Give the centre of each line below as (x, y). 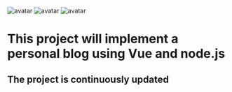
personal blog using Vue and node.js (116, 54)
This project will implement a (93, 39)
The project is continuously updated (88, 79)
